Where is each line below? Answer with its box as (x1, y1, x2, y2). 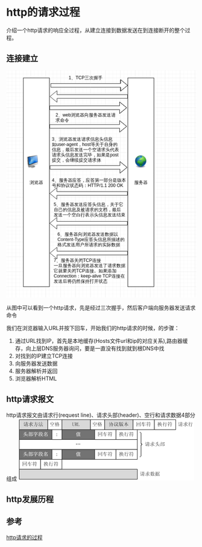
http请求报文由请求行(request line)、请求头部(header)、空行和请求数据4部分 (6, 411, 196, 419)
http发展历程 (6, 494, 54, 504)
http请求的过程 (6, 534, 43, 541)
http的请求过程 (6, 5, 80, 19)
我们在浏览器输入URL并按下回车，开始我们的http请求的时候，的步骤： (6, 324, 180, 331)
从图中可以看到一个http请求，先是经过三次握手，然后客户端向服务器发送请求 (6, 304, 196, 311)
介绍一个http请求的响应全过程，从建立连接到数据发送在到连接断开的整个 (6, 27, 186, 34)
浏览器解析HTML (14, 375, 57, 382)
